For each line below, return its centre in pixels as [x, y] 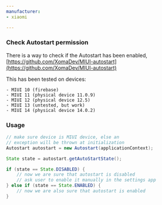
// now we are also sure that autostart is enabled [81, 191]
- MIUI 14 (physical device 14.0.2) [51, 110]
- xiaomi [17, 17]
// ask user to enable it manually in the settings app [87, 180]
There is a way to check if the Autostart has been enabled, [77, 55]
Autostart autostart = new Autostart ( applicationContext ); [80, 148]
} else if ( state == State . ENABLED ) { [53, 186]
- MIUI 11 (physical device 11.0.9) [51, 95]
